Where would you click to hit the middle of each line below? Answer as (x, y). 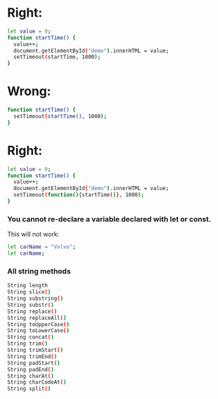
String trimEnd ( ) (32, 356)
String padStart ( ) (34, 363)
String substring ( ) (35, 299)
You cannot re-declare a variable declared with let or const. (109, 219)
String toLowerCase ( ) (39, 331)
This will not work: (33, 235)
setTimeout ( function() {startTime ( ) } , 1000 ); (79, 195)
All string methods (39, 271)
